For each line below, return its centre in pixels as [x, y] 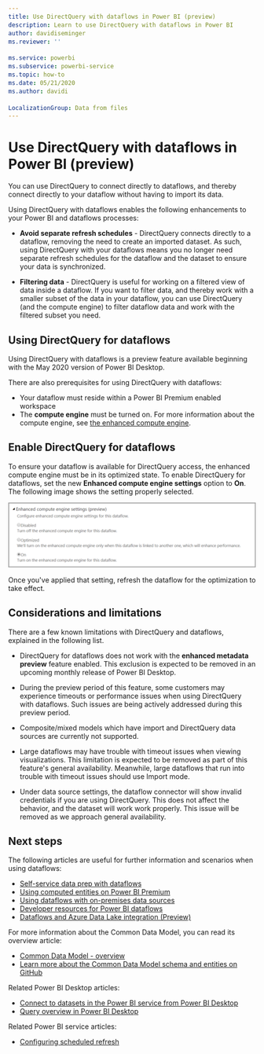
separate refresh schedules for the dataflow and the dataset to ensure [133, 259]
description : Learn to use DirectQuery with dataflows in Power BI [121, 25]
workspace [38, 406]
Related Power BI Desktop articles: [64, 988]
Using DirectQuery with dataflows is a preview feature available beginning [128, 359]
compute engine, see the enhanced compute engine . [105, 423]
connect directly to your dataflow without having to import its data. [116, 195]
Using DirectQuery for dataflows [89, 340]
